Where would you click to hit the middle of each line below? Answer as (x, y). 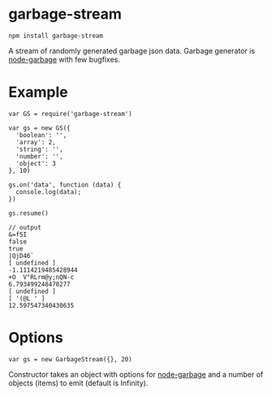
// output (25, 227)
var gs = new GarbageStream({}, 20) (70, 359)
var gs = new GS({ (39, 128)
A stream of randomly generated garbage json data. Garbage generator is (132, 50)
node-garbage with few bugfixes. (64, 59)
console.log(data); (49, 192)
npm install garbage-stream (56, 36)
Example (38, 92)
